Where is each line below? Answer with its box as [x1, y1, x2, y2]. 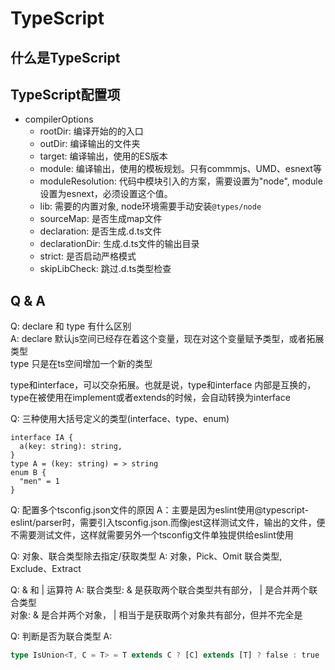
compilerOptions [24, 113, 94, 126]
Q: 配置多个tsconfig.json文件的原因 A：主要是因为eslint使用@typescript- [10, 504, 310, 516]
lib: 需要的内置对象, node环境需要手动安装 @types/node [39, 200, 262, 212]
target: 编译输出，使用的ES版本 [39, 150, 168, 162]
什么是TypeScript [10, 49, 121, 66]
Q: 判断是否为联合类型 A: [10, 630, 113, 642]
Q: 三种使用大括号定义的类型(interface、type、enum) [10, 413, 230, 425]
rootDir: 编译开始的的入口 [39, 125, 144, 137]
